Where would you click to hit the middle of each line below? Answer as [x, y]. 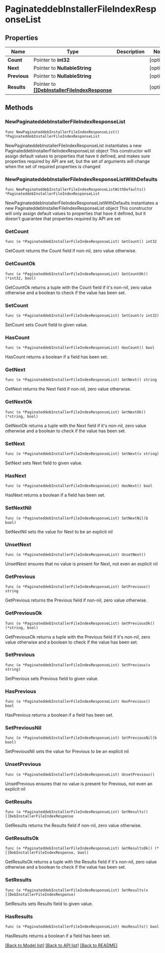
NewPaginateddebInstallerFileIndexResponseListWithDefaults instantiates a [82, 203]
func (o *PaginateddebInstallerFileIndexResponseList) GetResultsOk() [79, 848]
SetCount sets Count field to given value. [47, 325]
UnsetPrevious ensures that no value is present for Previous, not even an [79, 784]
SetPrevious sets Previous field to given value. [52, 678]
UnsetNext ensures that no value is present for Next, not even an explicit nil [82, 564]
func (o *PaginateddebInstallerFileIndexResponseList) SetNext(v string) [82, 454]
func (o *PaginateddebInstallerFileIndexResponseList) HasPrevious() [78, 702]
